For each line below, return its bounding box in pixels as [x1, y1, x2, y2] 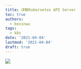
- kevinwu [10, 21, 30, 26]
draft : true [5, 44, 30, 49]
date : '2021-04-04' [5, 35, 46, 40]
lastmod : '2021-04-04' [5, 40, 53, 45]
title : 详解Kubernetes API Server [5, 7, 76, 12]
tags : [5, 26, 17, 31]
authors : [5, 16, 24, 21]
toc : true [5, 12, 26, 17]
